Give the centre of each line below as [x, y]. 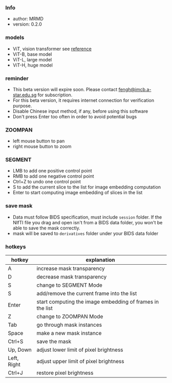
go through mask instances [69, 325]
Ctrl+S [16, 342]
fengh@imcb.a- [135, 89]
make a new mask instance [69, 333]
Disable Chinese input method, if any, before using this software [80, 111]
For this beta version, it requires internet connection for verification [83, 100]
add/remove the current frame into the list [87, 293]
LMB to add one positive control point [52, 171]
